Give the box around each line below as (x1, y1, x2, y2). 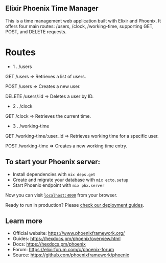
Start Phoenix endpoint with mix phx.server (12, 182, 105, 188)
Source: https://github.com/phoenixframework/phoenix (12, 252, 129, 258)
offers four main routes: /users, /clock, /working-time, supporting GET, (5, 23, 154, 29)
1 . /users (12, 63, 32, 70)
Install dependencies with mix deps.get (12, 171, 96, 177)
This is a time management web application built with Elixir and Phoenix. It (5, 17, 161, 24)
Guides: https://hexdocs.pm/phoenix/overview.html (12, 235, 121, 242)
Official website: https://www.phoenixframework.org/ (12, 230, 125, 236)
